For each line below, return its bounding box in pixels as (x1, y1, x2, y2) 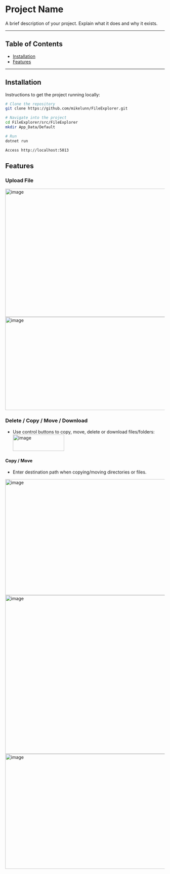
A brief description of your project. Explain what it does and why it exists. (5, 20, 158, 26)
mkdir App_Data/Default (5, 125, 56, 130)
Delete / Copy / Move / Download (5, 417, 88, 424)
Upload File (5, 176, 34, 184)
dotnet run (5, 138, 28, 143)
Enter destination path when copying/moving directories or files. (12, 469, 147, 475)
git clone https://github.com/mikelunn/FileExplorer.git (5, 106, 128, 111)
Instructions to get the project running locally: (5, 91, 100, 97)
